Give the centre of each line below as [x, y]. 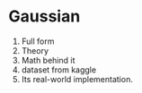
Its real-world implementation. [77, 79]
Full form [38, 41]
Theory [35, 50]
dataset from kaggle [58, 70]
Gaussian [44, 17]
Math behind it [48, 60]
